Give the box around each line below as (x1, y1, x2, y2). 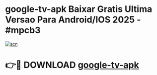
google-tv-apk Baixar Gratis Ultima (5, 3, 153, 15)
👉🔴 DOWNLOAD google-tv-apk (5, 60, 139, 71)
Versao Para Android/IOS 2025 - (5, 14, 141, 25)
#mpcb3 (5, 25, 41, 36)
